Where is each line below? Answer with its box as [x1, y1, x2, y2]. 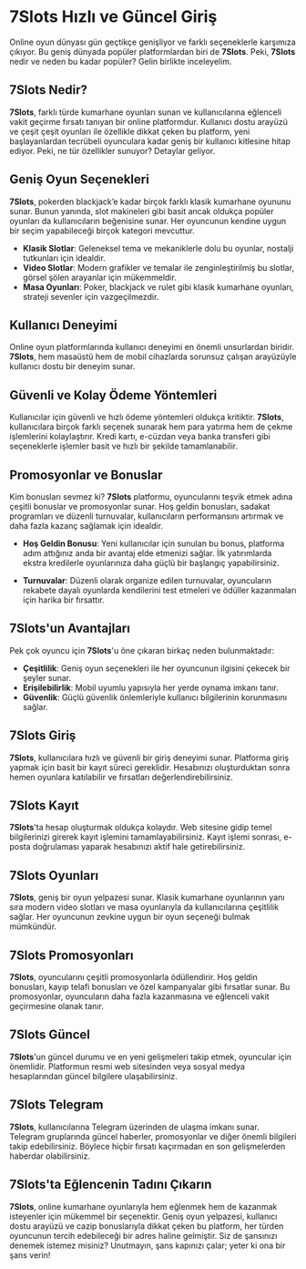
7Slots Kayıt [9, 798, 79, 813]
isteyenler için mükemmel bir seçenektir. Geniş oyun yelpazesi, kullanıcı [9, 1211, 278, 1222]
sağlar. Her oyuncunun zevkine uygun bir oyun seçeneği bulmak [9, 912, 250, 923]
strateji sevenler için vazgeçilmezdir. [22, 291, 159, 302]
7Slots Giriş [9, 727, 76, 744]
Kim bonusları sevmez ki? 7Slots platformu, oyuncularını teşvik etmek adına [9, 491, 293, 502]
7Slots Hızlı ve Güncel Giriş [9, 6, 218, 27]
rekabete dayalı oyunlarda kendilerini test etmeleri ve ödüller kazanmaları [22, 585, 297, 595]
